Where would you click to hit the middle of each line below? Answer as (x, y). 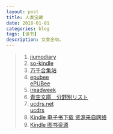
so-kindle (42, 63)
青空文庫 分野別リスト (59, 97)
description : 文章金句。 (35, 40)
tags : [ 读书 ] (22, 34)
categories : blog (28, 29)
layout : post (23, 12)
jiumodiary (43, 57)
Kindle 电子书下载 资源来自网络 (68, 117)
